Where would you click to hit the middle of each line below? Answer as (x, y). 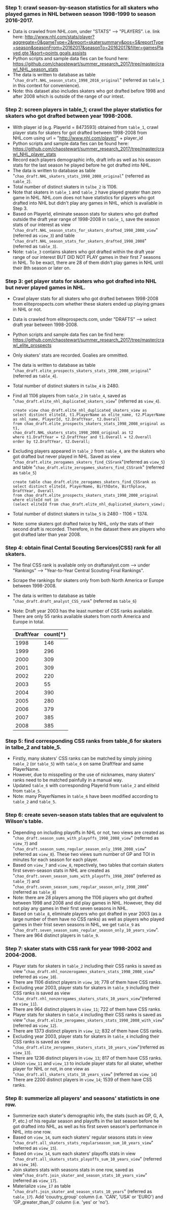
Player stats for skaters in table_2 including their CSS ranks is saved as (87, 966)
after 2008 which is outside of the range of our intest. (69, 96)
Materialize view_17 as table (42, 1186)
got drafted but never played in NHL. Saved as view (66, 456)
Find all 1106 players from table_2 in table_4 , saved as (69, 395)
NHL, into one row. (32, 1132)
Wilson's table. (24, 821)
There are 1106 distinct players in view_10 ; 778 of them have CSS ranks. (87, 982)
